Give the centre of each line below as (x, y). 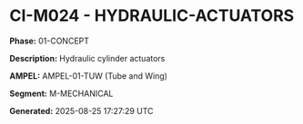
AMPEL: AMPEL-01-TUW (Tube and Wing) (89, 76)
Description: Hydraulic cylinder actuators (87, 58)
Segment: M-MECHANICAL (61, 93)
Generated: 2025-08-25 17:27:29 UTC (81, 110)
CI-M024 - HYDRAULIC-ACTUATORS (152, 16)
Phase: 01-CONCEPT (49, 41)
